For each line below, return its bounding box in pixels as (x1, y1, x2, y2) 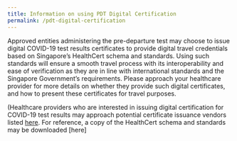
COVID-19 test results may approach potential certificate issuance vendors (7, 111, 226, 119)
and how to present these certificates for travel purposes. (7, 89, 177, 98)
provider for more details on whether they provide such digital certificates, (7, 81, 226, 90)
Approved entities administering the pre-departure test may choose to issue (7, 36, 230, 45)
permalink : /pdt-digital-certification (7, 17, 126, 24)
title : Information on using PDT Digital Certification (7, 10, 177, 18)
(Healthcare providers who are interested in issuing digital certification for (7, 103, 224, 111)
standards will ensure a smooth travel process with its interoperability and (7, 59, 224, 67)
